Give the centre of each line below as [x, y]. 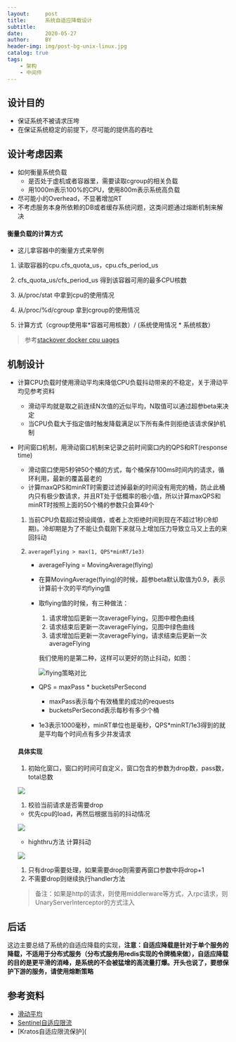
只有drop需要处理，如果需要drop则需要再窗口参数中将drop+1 [116, 870]
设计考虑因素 [35, 154]
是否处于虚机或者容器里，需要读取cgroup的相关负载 [103, 181]
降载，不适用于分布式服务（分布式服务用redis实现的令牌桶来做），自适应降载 [118, 954]
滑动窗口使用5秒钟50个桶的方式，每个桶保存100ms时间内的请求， [123, 470]
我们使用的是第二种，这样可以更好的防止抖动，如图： [116, 658]
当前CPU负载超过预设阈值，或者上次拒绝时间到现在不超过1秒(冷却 [123, 520]
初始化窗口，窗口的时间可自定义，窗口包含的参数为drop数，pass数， [128, 768]
